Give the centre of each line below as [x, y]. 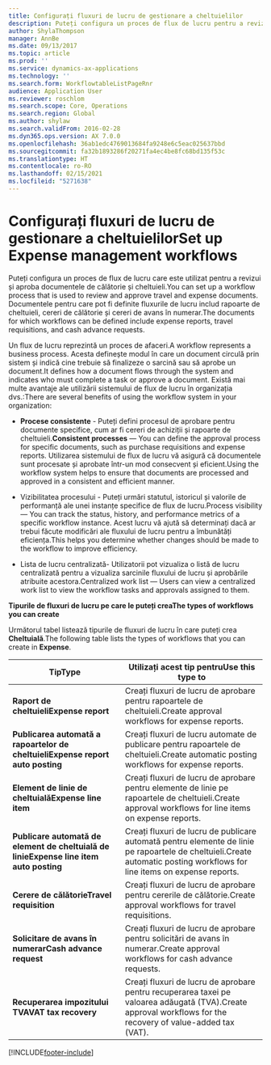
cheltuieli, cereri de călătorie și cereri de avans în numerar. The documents [132, 312]
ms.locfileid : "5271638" [50, 182]
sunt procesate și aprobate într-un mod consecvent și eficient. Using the [140, 464]
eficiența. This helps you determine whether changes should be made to [140, 539]
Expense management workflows [123, 256]
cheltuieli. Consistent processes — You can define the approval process [140, 438]
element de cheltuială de [61, 846]
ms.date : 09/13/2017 [43, 46]
